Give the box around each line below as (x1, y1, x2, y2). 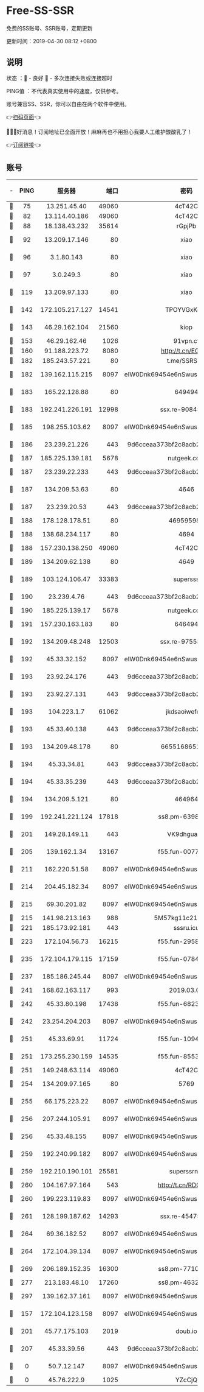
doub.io (175, 1327, 197, 1335)
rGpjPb (176, 222, 197, 230)
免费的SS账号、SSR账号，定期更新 (6, 24, 93, 32)
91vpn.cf (173, 336, 200, 345)
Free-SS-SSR (6, 4, 74, 18)
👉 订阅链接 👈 (6, 141, 41, 148)
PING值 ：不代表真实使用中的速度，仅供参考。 (6, 87, 122, 94)
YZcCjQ (175, 1376, 198, 1384)
